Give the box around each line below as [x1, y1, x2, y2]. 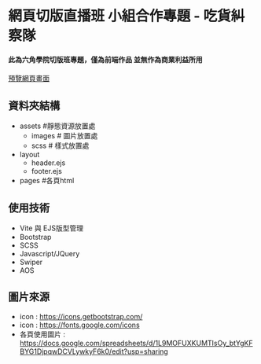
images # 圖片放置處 [31, 131, 98, 141]
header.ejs [31, 158, 66, 167]
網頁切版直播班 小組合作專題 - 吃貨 [8, 7, 231, 25]
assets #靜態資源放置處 [19, 121, 96, 131]
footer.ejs [31, 167, 63, 176]
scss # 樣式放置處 [31, 141, 90, 150]
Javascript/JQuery [19, 249, 80, 259]
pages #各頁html [19, 176, 75, 186]
